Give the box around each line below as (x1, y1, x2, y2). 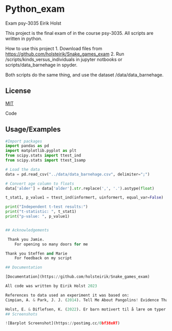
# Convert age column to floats (5, 181, 74, 186)
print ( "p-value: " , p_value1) (5, 214, 70, 219)
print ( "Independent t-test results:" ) (5, 204, 88, 209)
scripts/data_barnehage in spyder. (5, 62, 78, 68)
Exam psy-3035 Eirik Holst (5, 20, 61, 26)
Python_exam (5, 3, 65, 15)
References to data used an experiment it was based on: (5, 293, 130, 298)
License (5, 87, 31, 95)
